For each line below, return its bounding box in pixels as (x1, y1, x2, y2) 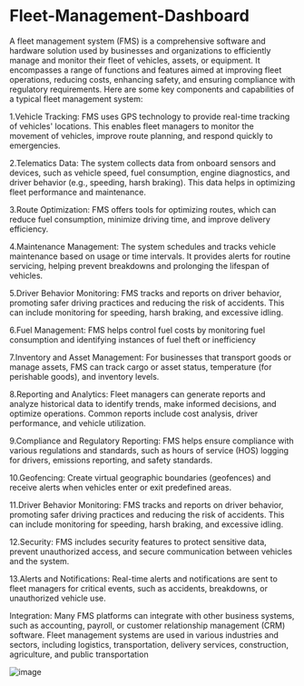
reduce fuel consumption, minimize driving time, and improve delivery (9, 214, 270, 224)
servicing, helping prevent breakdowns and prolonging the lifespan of (9, 260, 270, 271)
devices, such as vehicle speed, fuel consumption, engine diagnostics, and (9, 167, 290, 178)
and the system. (9, 555, 70, 566)
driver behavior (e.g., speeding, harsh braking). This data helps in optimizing (9, 176, 296, 187)
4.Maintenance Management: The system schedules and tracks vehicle (9, 241, 277, 252)
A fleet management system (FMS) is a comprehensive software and (9, 35, 266, 46)
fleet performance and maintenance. (9, 186, 147, 197)
